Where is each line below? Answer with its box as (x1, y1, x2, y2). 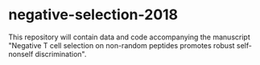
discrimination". (35, 49, 87, 59)
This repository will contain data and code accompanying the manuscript (8, 32, 251, 42)
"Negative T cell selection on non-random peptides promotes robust (8, 40, 235, 50)
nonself (8, 49, 34, 59)
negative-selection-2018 (8, 6, 179, 24)
